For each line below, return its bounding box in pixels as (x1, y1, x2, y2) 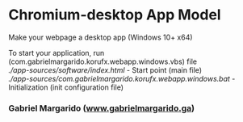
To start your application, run (8, 48, 105, 57)
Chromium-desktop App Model (8, 6, 221, 24)
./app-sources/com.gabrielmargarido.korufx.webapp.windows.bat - (8, 74, 236, 83)
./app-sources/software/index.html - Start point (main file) (8, 65, 203, 74)
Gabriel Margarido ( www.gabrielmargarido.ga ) (8, 103, 195, 114)
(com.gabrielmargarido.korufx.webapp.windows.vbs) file (8, 57, 198, 66)
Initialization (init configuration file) (8, 82, 124, 92)
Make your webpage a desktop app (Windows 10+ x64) (8, 32, 193, 42)
